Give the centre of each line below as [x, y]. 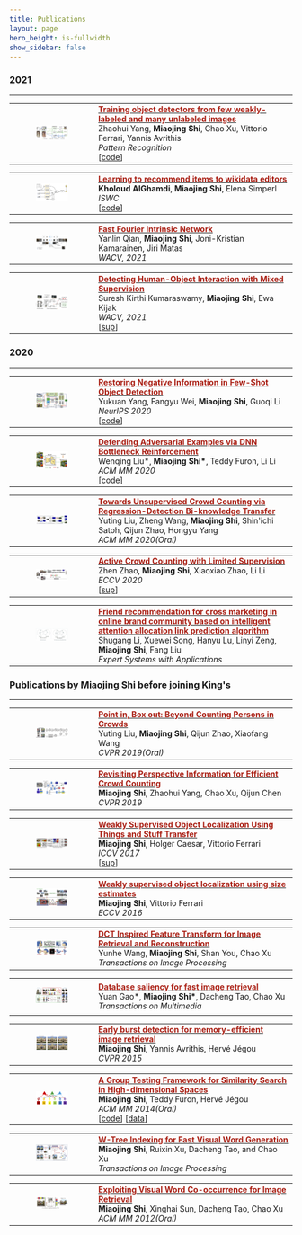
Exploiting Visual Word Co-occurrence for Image [192, 1190]
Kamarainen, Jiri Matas [141, 248]
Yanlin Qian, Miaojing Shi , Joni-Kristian [171, 238]
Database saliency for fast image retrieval [178, 986]
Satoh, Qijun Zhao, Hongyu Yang [158, 530]
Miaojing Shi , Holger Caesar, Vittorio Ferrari [179, 843]
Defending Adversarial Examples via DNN [178, 441]
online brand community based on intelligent [185, 621]
